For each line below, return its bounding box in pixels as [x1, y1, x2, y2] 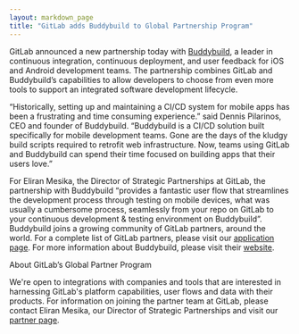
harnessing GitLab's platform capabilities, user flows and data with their [9, 286, 274, 296]
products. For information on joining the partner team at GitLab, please [9, 296, 270, 306]
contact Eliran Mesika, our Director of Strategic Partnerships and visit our [9, 305, 278, 315]
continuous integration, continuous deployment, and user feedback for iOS [9, 55, 284, 66]
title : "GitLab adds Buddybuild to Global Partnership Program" [9, 21, 253, 30]
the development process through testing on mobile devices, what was [9, 194, 270, 205]
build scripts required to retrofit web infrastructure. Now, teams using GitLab [9, 139, 290, 150]
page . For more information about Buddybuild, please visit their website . [9, 242, 275, 253]
